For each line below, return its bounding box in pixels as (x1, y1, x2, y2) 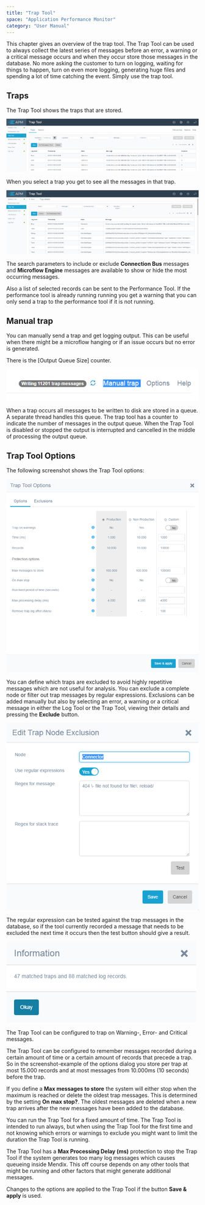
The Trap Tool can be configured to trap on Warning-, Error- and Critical (6, 1029, 188, 1036)
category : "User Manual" (6, 23, 70, 29)
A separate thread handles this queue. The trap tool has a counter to (6, 413, 178, 421)
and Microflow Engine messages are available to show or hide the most (6, 266, 187, 274)
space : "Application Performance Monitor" (6, 16, 116, 23)
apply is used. (6, 1192, 43, 1200)
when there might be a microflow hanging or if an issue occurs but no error (6, 339, 195, 346)
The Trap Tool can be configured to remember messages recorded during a (6, 1047, 196, 1055)
